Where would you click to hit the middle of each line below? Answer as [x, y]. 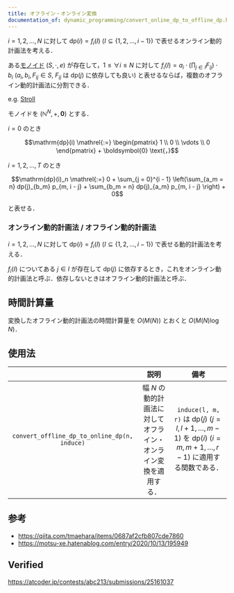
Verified [26, 565]
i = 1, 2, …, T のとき [35, 165]
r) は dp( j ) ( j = [197, 419]
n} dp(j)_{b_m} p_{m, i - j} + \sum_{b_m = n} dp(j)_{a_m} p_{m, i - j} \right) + [117, 186]
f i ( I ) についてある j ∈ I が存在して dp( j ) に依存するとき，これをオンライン [112, 269]
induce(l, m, [199, 410]
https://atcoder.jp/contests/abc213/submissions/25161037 [91, 582]
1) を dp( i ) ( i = [198, 438]
